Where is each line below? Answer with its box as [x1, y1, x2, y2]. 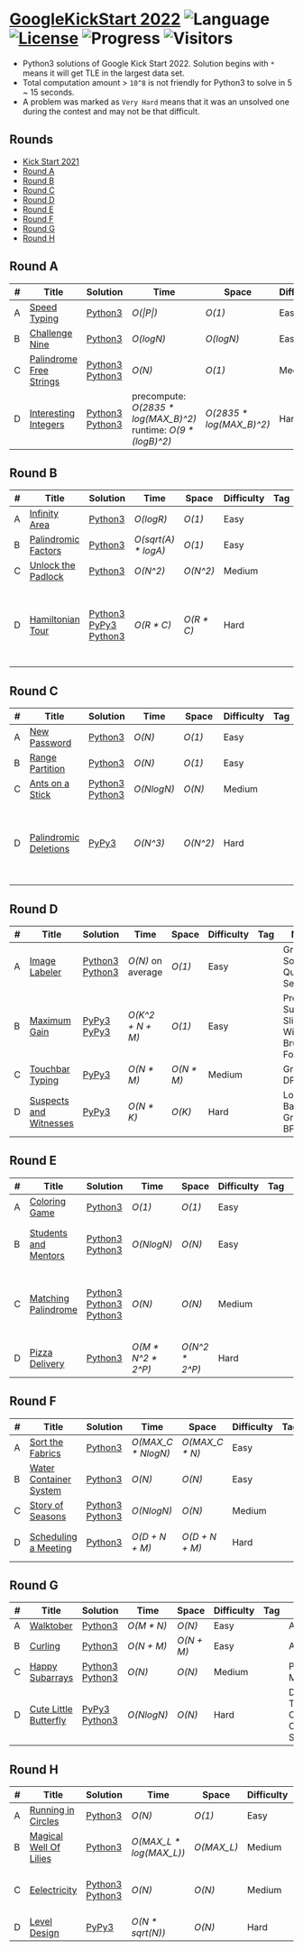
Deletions [29, 843, 70, 856]
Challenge [29, 326, 73, 339]
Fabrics [29, 1447, 61, 1460]
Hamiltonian [29, 613, 80, 626]
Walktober [29, 1619, 74, 1632]
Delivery [29, 1357, 65, 1369]
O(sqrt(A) [133, 533, 176, 545]
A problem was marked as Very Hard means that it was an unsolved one [22, 96, 290, 107]
